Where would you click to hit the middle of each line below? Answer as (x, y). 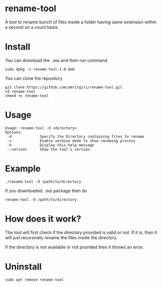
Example (23, 169)
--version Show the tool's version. (49, 149)
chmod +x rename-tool (27, 96)
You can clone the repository (34, 78)
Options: (14, 132)
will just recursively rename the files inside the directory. (61, 237)
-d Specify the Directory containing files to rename (76, 136)
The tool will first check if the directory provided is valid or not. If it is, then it (81, 232)
